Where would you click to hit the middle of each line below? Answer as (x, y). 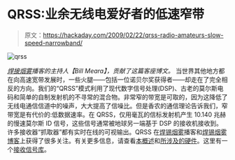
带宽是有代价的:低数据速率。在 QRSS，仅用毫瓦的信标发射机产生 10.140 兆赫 (117, 114)
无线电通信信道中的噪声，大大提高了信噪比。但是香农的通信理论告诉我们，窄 (117, 106)
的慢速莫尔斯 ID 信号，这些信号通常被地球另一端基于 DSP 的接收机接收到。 (115, 123)
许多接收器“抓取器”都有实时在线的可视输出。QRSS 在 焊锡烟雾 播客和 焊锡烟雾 (117, 132)
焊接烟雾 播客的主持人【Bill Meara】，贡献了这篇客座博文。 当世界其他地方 (113, 71)
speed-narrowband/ (53, 43)
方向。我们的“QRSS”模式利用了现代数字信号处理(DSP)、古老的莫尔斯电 (121, 88)
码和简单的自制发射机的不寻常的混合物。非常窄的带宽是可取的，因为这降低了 (117, 97)
